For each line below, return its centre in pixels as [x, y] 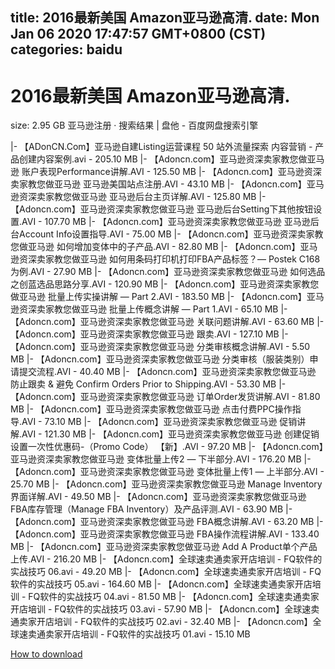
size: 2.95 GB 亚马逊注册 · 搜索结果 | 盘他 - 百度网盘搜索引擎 [134, 125]
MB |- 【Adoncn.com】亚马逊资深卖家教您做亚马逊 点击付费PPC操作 [151, 409]
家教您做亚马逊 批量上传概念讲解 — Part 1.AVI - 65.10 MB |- [166, 309]
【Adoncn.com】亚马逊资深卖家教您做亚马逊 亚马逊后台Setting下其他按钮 [162, 209]
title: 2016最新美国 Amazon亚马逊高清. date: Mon [165, 18]
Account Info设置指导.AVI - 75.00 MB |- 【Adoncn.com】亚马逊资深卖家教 [171, 234]
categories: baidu [66, 49]
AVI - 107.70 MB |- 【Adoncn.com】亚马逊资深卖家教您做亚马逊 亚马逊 [166, 222]
